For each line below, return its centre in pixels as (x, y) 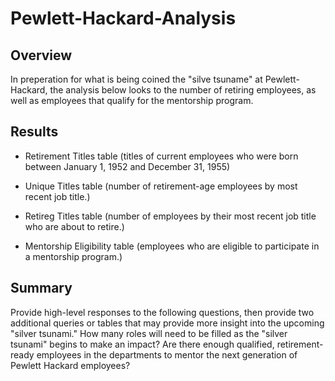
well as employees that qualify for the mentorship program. (132, 100)
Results (34, 132)
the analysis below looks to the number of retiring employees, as (183, 90)
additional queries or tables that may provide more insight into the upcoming (167, 323)
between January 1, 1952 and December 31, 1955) (127, 166)
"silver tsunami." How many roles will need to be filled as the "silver (149, 333)
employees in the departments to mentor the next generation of (167, 354)
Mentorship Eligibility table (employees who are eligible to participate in (172, 246)
